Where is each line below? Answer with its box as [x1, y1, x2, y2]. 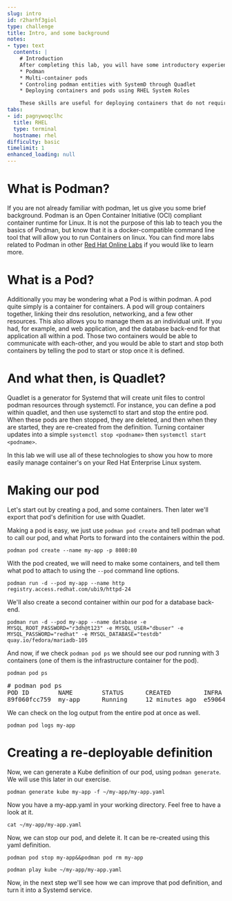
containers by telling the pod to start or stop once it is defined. [7, 346, 185, 355]
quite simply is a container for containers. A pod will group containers [7, 302, 205, 310]
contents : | [13, 49, 48, 56]
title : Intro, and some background [7, 29, 110, 37]
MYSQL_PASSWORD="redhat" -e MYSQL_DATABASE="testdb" [7, 631, 162, 638]
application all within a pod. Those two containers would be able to [7, 331, 197, 340]
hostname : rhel [13, 132, 57, 139]
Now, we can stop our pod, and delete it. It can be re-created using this [7, 833, 210, 842]
